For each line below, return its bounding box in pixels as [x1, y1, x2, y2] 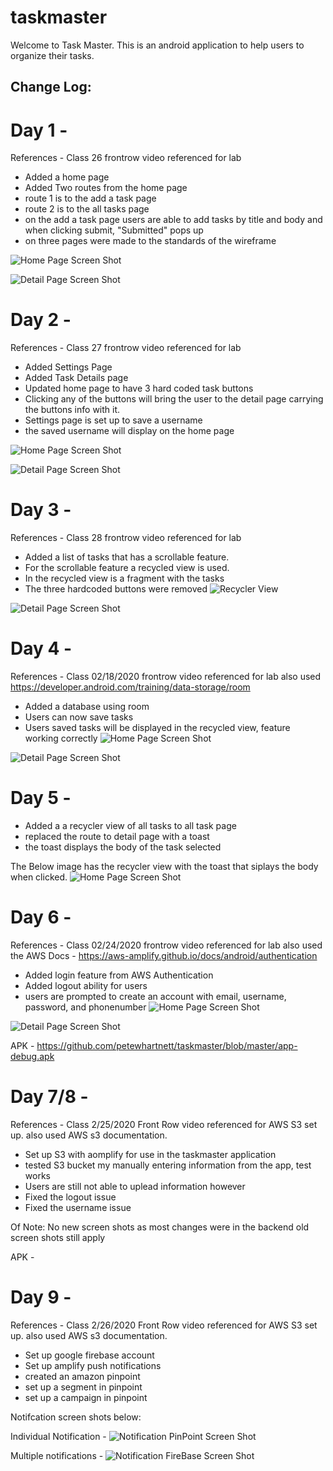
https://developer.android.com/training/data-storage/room [10, 681, 251, 693]
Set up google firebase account [24, 1349, 155, 1361]
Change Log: [10, 79, 92, 96]
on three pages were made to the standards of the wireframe [24, 235, 277, 247]
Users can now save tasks [24, 711, 134, 723]
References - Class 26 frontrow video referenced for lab [10, 152, 242, 164]
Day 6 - [10, 906, 72, 929]
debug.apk [10, 1050, 55, 1062]
